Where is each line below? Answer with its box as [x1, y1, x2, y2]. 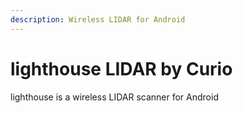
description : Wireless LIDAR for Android [10, 14, 186, 25]
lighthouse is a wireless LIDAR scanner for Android [10, 91, 219, 103]
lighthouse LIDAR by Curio [10, 57, 233, 80]
